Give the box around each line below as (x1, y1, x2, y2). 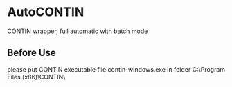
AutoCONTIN (7, 4, 84, 20)
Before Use (7, 47, 57, 59)
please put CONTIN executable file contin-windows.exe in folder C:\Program (7, 65, 226, 73)
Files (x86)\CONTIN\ (7, 72, 66, 81)
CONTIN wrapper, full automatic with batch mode (7, 27, 148, 35)
